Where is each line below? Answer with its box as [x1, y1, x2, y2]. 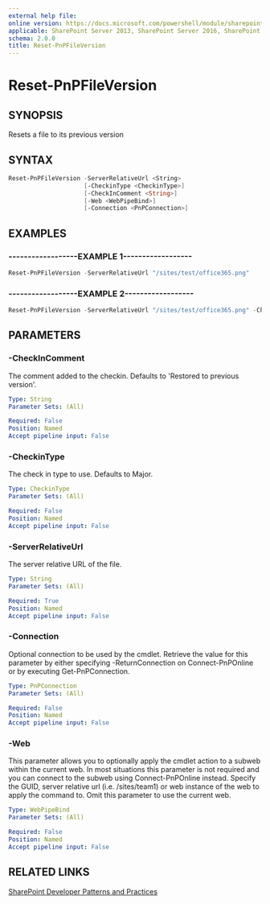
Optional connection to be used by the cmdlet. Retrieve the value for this [8, 649, 248, 658]
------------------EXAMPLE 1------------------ [8, 250, 193, 262]
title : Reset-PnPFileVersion [8, 42, 106, 50]
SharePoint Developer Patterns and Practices [8, 886, 158, 896]
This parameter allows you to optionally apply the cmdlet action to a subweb [8, 756, 261, 766]
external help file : [8, 11, 78, 20]
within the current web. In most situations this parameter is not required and [8, 765, 260, 774]
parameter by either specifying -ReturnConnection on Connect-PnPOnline [8, 658, 254, 667]
